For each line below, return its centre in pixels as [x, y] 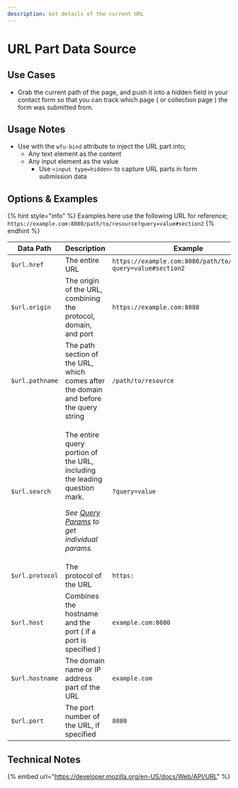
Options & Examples [53, 199]
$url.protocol [35, 576]
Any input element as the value [73, 162]
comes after [85, 381]
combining [83, 298]
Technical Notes [44, 759]
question [79, 488]
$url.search [31, 492]
